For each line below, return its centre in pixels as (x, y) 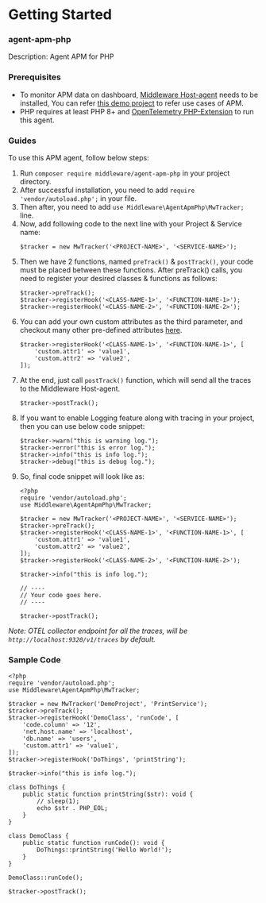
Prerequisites (35, 77)
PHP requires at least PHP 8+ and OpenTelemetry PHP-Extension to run (137, 111)
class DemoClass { (39, 836)
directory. (35, 182)
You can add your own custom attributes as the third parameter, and (131, 322)
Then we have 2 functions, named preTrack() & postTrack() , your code (137, 262)
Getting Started (60, 15)
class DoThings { (37, 788)
